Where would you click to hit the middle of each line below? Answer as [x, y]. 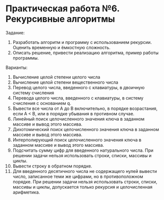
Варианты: [16, 67]
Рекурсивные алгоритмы [60, 19]
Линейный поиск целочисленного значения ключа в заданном [79, 119]
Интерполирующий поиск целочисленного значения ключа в [77, 140]
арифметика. [26, 192]
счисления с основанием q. [42, 103]
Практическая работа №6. [63, 9]
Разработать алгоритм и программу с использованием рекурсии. [82, 42]
